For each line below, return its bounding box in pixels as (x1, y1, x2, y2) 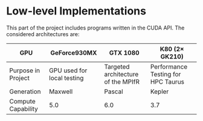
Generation (9, 87, 41, 96)
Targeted (104, 62, 130, 70)
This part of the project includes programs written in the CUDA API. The (6, 24, 185, 31)
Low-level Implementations (6, 4, 147, 18)
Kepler (150, 87, 169, 96)
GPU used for (49, 66, 88, 75)
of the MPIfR (104, 77, 140, 85)
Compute (9, 97, 36, 105)
